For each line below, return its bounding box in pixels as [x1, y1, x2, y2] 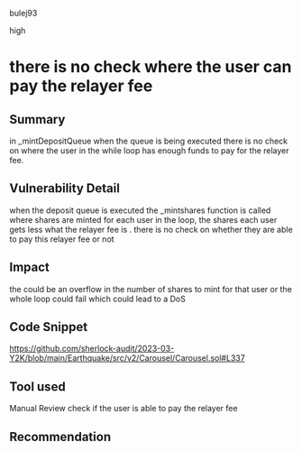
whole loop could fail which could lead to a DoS [9, 293, 187, 304]
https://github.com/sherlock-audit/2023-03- [9, 343, 175, 354]
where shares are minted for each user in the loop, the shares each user [9, 214, 278, 225]
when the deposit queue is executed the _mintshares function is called [9, 205, 271, 216]
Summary [9, 112, 66, 127]
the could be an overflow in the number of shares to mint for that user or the [9, 283, 293, 294]
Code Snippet [9, 319, 88, 335]
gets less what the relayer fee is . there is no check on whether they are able [9, 224, 293, 235]
